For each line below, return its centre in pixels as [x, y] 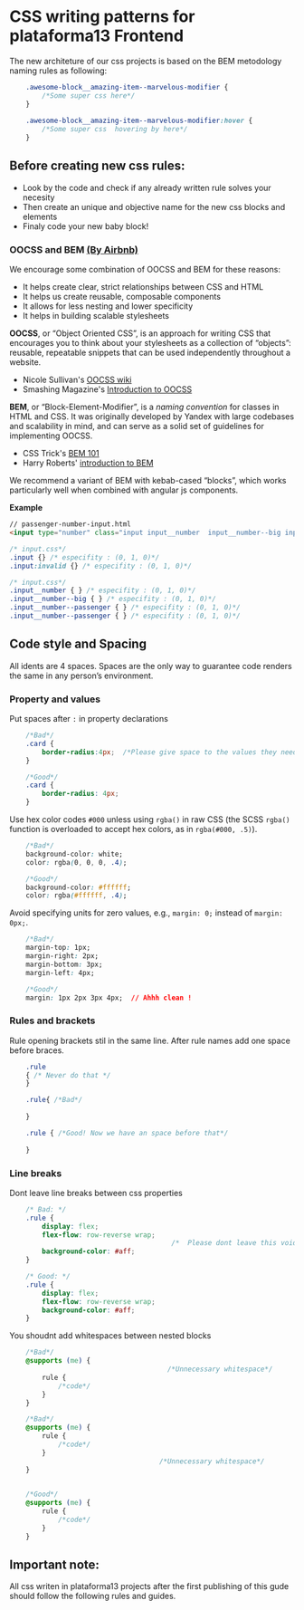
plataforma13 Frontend [96, 36]
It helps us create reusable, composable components [122, 297]
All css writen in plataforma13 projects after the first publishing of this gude [149, 1586]
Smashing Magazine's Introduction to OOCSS [107, 389]
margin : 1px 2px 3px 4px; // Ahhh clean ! [109, 998]
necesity [38, 197]
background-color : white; [75, 854]
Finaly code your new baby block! [85, 226]
